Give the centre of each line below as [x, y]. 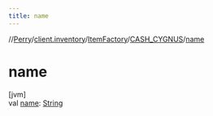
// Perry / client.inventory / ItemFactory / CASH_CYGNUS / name [106, 39]
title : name [28, 16]
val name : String [36, 103]
